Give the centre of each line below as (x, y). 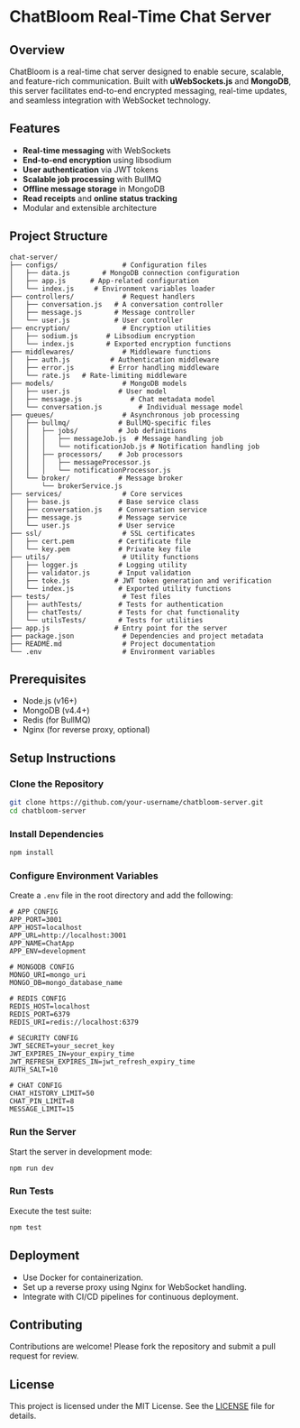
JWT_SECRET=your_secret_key (62, 1046)
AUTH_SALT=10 (34, 1070)
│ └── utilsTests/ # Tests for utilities (106, 620)
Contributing (46, 1325)
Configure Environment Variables (84, 875)
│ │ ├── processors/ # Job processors (96, 454)
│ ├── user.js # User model (88, 391)
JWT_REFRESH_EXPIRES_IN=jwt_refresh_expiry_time (102, 1062)
